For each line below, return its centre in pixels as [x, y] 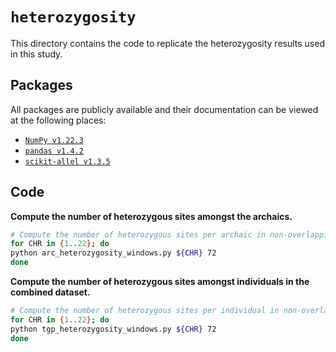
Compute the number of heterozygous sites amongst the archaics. [151, 216]
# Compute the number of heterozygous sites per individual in [145, 311]
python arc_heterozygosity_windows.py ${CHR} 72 [113, 253]
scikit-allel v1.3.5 [67, 161]
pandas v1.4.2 [54, 151]
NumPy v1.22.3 [54, 140]
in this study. [36, 54]
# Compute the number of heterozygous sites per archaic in [138, 234]
